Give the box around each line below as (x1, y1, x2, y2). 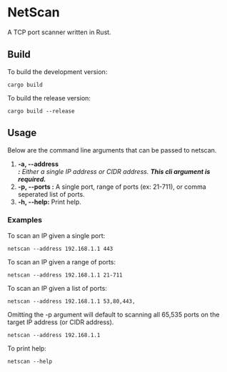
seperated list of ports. (17, 190, 85, 198)
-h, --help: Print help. (17, 197, 81, 206)
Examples (7, 215, 43, 225)
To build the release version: (7, 93, 91, 102)
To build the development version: (7, 67, 108, 76)
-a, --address (17, 160, 59, 168)
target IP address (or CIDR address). (7, 318, 114, 326)
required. (17, 175, 46, 183)
